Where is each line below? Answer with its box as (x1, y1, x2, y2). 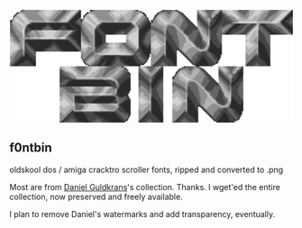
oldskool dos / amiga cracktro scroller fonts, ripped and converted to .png (9, 164, 284, 175)
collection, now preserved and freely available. (9, 191, 183, 202)
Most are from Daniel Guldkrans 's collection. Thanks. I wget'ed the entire (9, 181, 281, 192)
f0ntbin (9, 141, 52, 156)
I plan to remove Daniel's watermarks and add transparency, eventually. (9, 208, 276, 219)
